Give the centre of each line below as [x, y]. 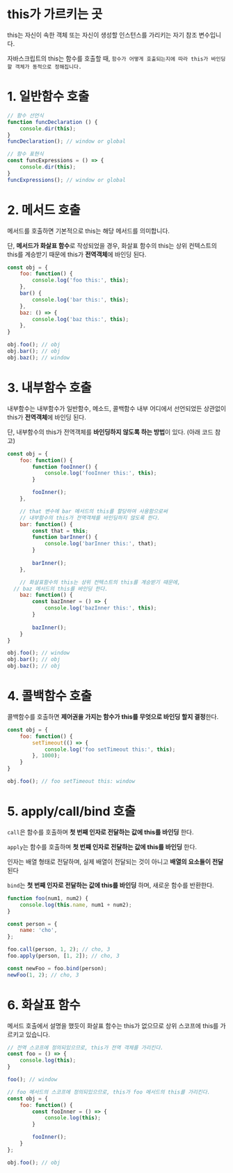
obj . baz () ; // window [39, 357]
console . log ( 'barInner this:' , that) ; [101, 544]
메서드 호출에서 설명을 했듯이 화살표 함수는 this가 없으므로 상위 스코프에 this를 [113, 1025]
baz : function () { [46, 595]
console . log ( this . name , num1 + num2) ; [76, 905]
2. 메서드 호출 [44, 210]
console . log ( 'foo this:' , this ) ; [81, 280]
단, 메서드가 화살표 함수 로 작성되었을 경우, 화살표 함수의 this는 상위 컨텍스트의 [112, 245]
